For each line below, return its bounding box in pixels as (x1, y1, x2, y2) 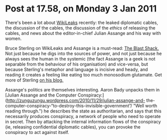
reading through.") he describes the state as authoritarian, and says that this (5, 108, 162, 114)
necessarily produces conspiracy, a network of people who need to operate (5, 113, 161, 119)
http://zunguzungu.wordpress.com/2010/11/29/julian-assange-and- (6, 97, 146, 103)
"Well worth (133, 102, 158, 108)
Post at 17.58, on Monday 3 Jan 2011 (5, 3, 157, 14)
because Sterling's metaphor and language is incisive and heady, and (5, 66, 148, 72)
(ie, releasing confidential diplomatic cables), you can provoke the (5, 123, 141, 130)
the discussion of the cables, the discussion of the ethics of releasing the (5, 24, 156, 30)
